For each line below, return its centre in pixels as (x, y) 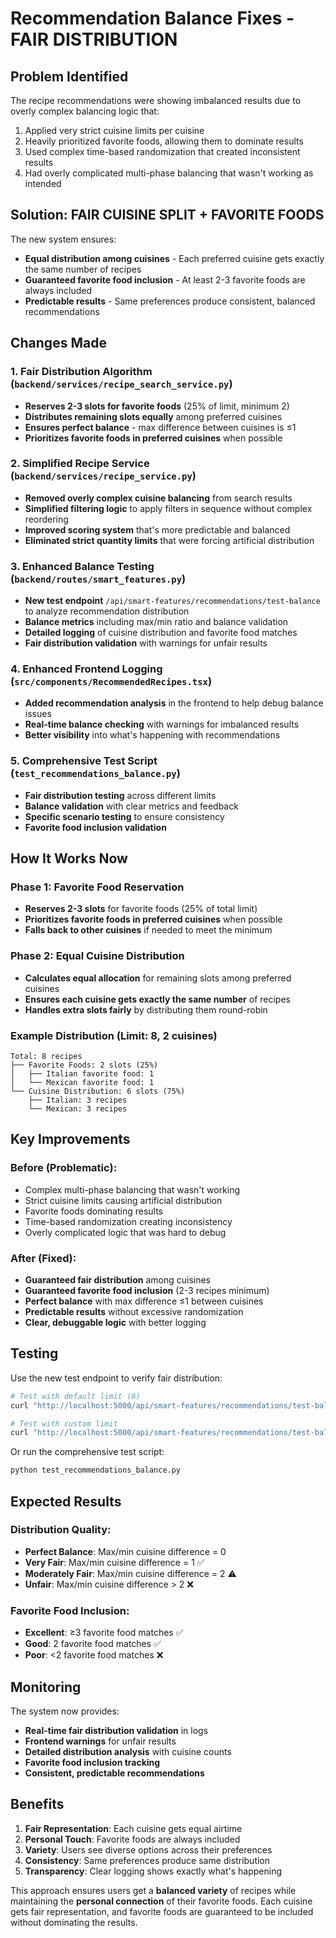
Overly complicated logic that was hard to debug (125, 1232)
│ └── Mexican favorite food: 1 (82, 1082)
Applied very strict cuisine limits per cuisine (114, 130)
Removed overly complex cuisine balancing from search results (158, 498)
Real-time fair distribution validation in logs (116, 1730)
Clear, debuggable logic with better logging (115, 1322)
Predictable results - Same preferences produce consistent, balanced (170, 301)
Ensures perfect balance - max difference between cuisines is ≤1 (160, 427)
